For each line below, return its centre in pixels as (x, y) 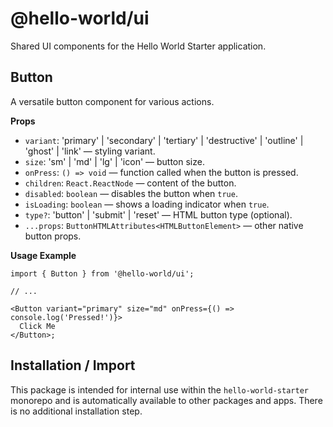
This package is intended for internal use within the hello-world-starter (159, 389)
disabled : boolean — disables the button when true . (131, 193)
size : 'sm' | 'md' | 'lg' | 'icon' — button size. (114, 161)
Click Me (37, 326)
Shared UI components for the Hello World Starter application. (138, 46)
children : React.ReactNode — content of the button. (130, 183)
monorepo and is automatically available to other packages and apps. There (166, 400)
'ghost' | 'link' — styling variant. (90, 151)
